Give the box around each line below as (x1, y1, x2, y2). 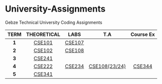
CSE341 (33, 70, 53, 77)
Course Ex (130, 31, 155, 37)
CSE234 (65, 63, 84, 69)
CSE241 (33, 55, 53, 62)
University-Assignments (5, 3, 105, 15)
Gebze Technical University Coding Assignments (5, 19, 103, 25)
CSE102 (33, 47, 53, 54)
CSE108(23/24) (88, 63, 126, 69)
